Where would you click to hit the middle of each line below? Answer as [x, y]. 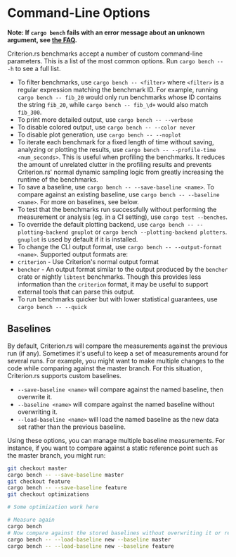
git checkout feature [39, 481]
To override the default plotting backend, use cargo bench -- [106, 224]
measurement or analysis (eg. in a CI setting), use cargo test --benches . [123, 217]
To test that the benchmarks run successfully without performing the [117, 209]
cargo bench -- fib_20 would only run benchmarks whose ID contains [119, 97]
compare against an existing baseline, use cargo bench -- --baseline [118, 194]
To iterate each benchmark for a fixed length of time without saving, [116, 142]
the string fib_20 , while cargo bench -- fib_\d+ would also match [113, 104]
